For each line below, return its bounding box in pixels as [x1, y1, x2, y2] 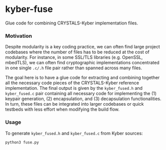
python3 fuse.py [5, 140, 39, 145]
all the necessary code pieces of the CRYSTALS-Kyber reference [5, 80, 139, 86]
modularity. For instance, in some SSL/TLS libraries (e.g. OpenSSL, [5, 54, 143, 60]
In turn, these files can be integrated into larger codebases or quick [5, 101, 144, 107]
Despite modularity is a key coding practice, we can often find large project [5, 44, 160, 50]
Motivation [5, 32, 32, 39]
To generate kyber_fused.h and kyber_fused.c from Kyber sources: [5, 130, 143, 136]
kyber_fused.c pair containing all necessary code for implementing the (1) [5, 91, 156, 97]
